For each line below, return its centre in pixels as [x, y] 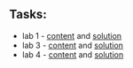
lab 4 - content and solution [73, 54]
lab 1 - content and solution [72, 35]
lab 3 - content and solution [73, 45]
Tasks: [28, 15]
